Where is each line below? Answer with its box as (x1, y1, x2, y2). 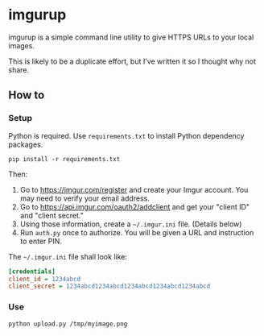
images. (8, 40, 35, 50)
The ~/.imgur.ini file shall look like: (8, 251, 127, 261)
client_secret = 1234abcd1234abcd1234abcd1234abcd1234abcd (8, 282, 211, 291)
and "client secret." (19, 210, 85, 220)
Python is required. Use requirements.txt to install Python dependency (8, 131, 245, 140)
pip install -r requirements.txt (8, 155, 121, 163)
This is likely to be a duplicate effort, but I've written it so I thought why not (8, 56, 256, 66)
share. (8, 64, 30, 74)
